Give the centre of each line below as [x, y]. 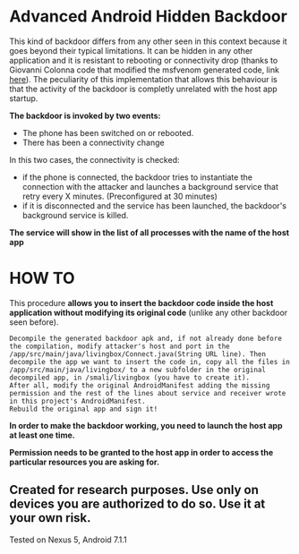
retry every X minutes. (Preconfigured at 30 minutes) [120, 196]
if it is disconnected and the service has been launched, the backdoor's [154, 205]
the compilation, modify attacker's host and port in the [120, 346]
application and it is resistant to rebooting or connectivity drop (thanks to [144, 60]
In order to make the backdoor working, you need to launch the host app [146, 425]
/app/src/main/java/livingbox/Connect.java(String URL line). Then [138, 354]
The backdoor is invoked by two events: [85, 115]
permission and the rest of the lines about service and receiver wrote [148, 393]
